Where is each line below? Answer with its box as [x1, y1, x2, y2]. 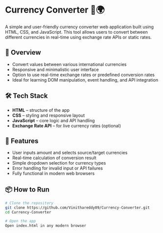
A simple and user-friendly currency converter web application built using [5, 23, 154, 30]
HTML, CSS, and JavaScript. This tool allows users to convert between [5, 29, 148, 35]
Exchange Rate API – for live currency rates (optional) [12, 123, 121, 128]
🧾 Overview [5, 48, 41, 57]
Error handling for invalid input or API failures [12, 165, 103, 171]
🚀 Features [5, 137, 39, 145]
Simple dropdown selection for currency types [12, 160, 106, 166]
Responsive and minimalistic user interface [12, 66, 99, 72]
